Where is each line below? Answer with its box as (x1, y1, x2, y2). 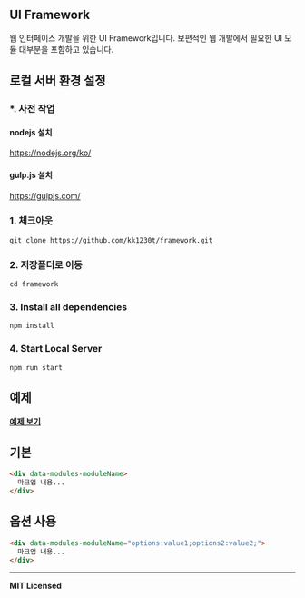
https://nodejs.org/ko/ (9, 147, 92, 158)
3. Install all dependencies (9, 301, 128, 314)
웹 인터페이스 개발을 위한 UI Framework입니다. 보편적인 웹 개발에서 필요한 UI (9, 32, 283, 44)
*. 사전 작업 (9, 103, 55, 115)
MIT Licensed (9, 581, 62, 592)
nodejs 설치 (9, 126, 53, 137)
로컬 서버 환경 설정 (9, 73, 106, 89)
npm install (9, 322, 54, 331)
